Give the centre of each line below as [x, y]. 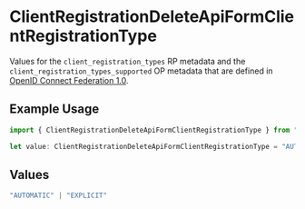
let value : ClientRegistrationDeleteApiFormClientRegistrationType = [144, 146]
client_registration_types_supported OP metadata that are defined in [142, 71]
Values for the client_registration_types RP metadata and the [128, 61]
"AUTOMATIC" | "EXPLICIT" [58, 196]
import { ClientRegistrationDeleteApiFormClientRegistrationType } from [150, 130]
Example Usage [54, 109]
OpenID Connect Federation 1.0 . [69, 80]
